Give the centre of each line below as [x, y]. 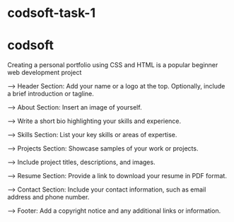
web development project [45, 73]
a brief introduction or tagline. [51, 94]
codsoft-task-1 [52, 13]
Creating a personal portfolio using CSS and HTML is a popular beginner [113, 65]
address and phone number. [48, 197]
